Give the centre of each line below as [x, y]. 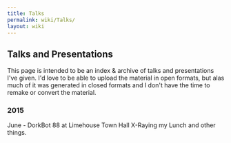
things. [17, 133]
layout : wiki [26, 26]
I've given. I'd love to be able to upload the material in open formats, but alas [116, 78]
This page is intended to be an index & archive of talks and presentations [111, 71]
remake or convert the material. [52, 93]
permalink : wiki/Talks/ [41, 20]
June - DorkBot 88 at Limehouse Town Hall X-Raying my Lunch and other [111, 125]
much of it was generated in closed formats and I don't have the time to [109, 85]
